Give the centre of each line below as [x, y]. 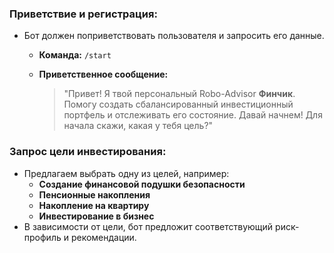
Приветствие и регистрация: [83, 14]
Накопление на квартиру [94, 205]
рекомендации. [103, 237]
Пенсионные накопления [94, 194]
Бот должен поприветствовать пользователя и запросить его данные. [174, 36]
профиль [42, 237]
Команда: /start [75, 55]
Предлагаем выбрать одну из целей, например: [126, 173]
